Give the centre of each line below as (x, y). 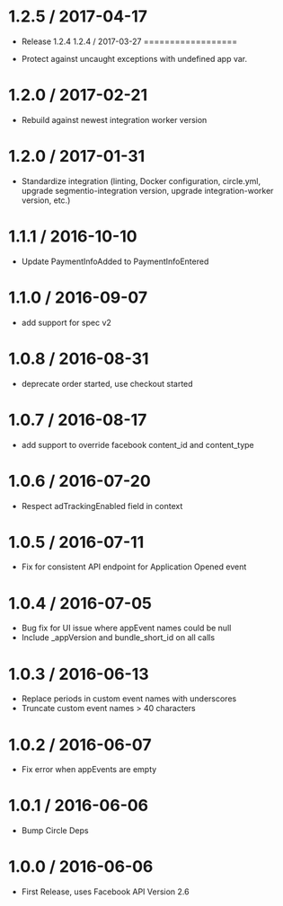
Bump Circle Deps (55, 831)
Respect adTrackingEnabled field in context (102, 506)
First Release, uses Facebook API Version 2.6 (105, 892)
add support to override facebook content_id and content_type (138, 444)
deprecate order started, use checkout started (107, 383)
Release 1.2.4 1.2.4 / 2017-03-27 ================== (129, 41)
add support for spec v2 (66, 322)
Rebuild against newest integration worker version (114, 119)
